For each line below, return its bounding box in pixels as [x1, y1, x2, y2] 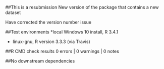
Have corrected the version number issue [5, 19, 92, 25]
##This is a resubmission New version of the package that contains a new [5, 4, 159, 10]
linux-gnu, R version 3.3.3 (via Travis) [12, 38, 91, 44]
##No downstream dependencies [5, 58, 75, 64]
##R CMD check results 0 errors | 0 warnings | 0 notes [5, 48, 120, 54]
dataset [5, 9, 21, 15]
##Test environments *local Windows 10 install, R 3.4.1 [5, 29, 119, 34]
